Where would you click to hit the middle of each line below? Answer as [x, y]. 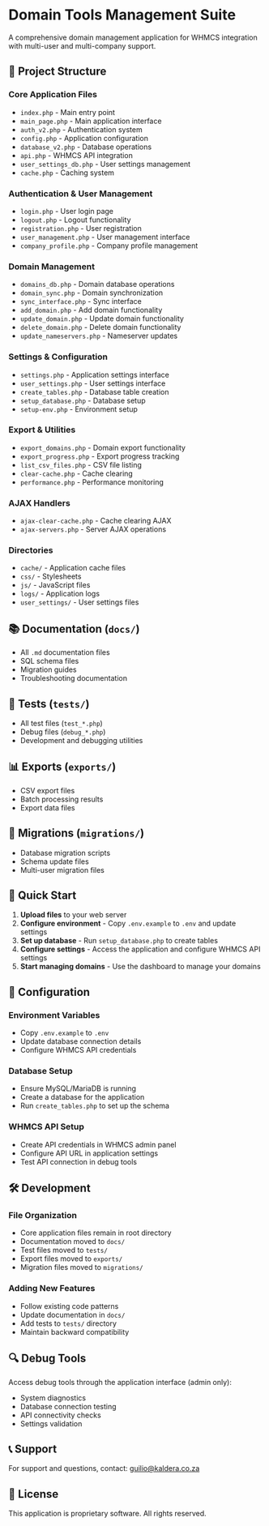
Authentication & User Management [81, 194]
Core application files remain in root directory [96, 1233]
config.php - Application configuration [84, 138]
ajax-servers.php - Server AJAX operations [93, 529]
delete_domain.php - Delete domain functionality [100, 327]
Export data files [47, 807]
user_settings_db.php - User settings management [105, 164]
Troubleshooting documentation [74, 678]
